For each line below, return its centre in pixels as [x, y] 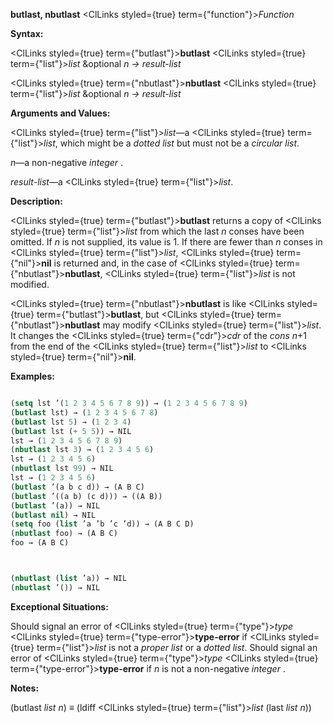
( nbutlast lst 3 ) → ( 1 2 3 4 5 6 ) [82, 450]
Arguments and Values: [60, 113]
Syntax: [27, 33]
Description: [36, 201]
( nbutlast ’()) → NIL [55, 587]
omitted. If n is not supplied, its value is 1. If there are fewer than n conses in [166, 242]
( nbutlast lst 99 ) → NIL [62, 469]
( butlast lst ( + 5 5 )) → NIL [71, 431]
